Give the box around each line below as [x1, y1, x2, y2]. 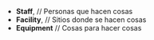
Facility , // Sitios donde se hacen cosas [15, 15, 147, 24]
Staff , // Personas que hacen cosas [15, 7, 133, 16]
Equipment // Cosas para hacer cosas [15, 24, 142, 32]
